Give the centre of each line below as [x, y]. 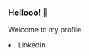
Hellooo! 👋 [28, 13]
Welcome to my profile [45, 30]
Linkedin [32, 45]
